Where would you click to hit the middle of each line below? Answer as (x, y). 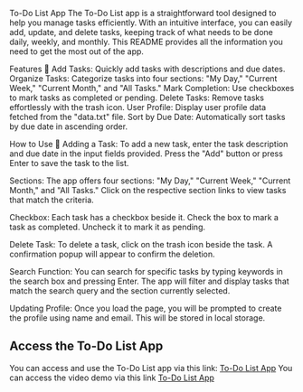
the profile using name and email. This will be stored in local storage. (137, 318)
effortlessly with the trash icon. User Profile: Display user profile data (138, 107)
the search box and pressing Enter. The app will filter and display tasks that (149, 281)
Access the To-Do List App (86, 346)
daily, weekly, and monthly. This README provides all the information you (146, 42)
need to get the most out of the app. (77, 51)
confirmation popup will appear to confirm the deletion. (112, 254)
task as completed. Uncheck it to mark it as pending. (108, 227)
